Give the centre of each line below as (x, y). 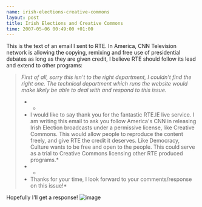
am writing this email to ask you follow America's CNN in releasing (113, 121)
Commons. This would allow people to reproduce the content (106, 134)
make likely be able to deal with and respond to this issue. (94, 90)
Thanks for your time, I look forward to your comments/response (111, 179)
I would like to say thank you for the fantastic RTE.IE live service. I (112, 115)
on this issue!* (49, 186)
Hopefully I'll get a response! (42, 197)
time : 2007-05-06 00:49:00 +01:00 (50, 29)
